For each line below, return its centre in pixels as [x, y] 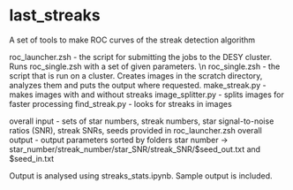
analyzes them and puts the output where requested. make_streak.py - [138, 85]
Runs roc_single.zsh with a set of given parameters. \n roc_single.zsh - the [145, 66]
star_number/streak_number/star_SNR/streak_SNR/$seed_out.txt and [135, 149]
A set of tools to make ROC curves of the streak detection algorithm [132, 40]
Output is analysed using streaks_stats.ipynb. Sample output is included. [141, 175]
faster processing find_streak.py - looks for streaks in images [120, 103]
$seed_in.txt [32, 158]
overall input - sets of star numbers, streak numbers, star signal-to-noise [142, 121]
